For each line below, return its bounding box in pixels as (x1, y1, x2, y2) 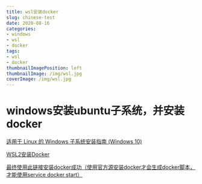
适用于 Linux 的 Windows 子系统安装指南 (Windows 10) (6, 138, 142, 145)
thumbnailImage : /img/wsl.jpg (6, 71, 83, 77)
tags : (6, 48, 20, 54)
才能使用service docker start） (6, 171, 83, 179)
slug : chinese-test (6, 14, 55, 21)
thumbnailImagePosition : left (6, 65, 83, 71)
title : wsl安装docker (6, 8, 59, 15)
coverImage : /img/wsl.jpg (6, 76, 71, 82)
